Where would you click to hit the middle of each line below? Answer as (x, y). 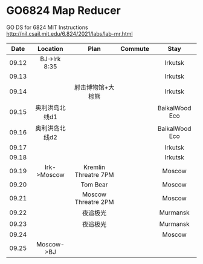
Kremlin (95, 167)
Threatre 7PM (94, 174)
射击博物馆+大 (94, 87)
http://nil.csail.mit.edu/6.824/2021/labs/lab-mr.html (69, 33)
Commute (135, 48)
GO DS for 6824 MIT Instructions (47, 27)
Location (50, 48)
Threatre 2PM (94, 202)
